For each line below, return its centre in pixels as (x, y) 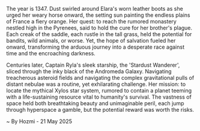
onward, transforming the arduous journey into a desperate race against (95, 47)
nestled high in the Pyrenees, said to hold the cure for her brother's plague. (99, 28)
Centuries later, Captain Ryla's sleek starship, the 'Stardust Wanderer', (93, 65)
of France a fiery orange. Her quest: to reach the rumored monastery (92, 21)
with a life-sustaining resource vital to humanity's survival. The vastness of (99, 97)
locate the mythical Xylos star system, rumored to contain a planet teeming (99, 90)
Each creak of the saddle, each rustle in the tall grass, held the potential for (99, 34)
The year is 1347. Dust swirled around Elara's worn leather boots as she (95, 9)
